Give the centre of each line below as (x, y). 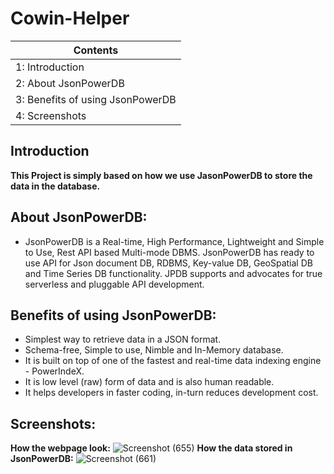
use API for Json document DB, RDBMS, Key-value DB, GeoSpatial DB (168, 263)
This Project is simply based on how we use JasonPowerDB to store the (161, 175)
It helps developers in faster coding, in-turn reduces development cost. (171, 393)
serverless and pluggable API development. (114, 284)
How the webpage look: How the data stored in (151, 448)
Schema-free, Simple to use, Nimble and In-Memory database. (154, 350)
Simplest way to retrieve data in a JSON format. (123, 339)
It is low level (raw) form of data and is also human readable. (149, 382)
